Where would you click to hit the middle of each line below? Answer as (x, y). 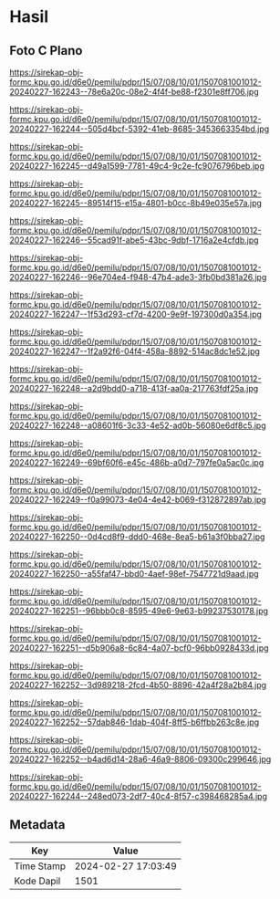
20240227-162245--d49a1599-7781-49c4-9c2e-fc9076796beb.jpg (137, 166)
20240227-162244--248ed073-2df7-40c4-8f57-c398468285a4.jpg (138, 796)
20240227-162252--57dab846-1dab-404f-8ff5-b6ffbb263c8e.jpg (135, 722)
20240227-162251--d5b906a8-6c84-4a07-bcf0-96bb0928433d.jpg (139, 648)
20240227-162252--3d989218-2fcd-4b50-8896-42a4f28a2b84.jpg (138, 685)
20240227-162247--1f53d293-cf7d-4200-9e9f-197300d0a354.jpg (136, 314)
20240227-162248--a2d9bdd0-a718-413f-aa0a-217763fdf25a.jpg (134, 388)
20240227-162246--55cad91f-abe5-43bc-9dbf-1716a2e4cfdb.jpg (134, 240)
